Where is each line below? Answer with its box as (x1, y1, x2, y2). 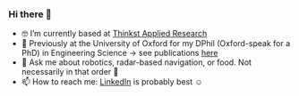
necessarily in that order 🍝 (21, 67, 119, 77)
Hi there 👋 (8, 8, 53, 20)
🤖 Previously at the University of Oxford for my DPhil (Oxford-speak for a (21, 38, 291, 49)
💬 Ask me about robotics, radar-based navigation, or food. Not (21, 57, 252, 68)
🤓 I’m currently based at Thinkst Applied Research (21, 28, 208, 39)
